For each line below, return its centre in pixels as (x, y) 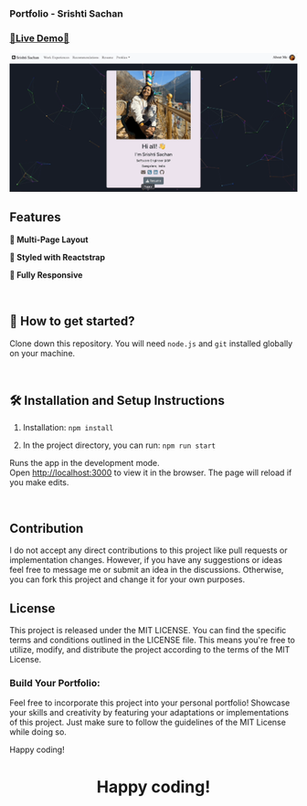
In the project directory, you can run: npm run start (119, 445)
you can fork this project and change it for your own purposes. (127, 579)
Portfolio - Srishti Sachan (66, 14)
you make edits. (39, 482)
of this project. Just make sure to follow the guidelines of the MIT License (148, 722)
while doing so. (38, 732)
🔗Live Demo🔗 (40, 37)
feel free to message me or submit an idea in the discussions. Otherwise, (147, 570)
